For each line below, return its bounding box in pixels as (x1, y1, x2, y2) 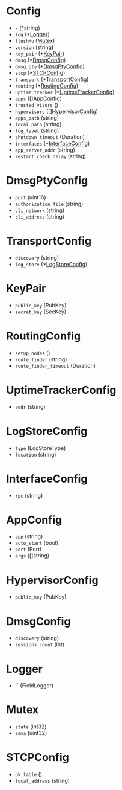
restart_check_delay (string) (14, 152, 86, 159)
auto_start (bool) (14, 539, 59, 547)
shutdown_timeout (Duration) (14, 133, 85, 140)
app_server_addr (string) (14, 146, 75, 153)
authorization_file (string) (14, 200, 84, 207)
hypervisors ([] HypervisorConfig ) (14, 108, 98, 115)
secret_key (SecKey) (14, 308, 67, 315)
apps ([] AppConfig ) (14, 95, 62, 102)
